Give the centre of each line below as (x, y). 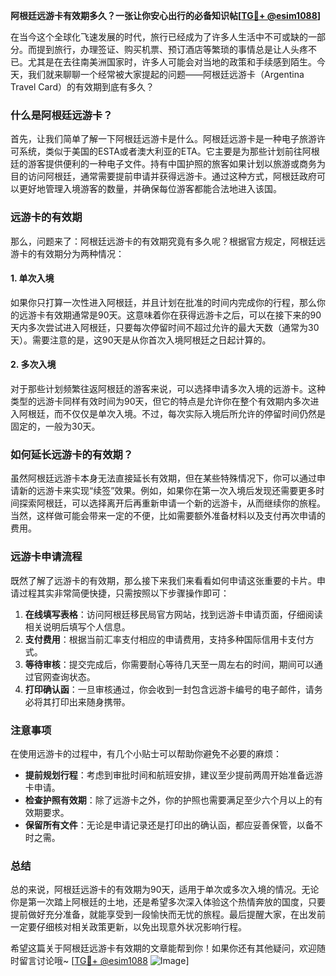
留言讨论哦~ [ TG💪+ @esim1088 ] (104, 961)
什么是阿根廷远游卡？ (61, 115)
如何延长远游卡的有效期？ (72, 454)
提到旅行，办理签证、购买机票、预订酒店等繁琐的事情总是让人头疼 (172, 49)
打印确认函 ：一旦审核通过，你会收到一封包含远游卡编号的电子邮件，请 (169, 689)
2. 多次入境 (33, 365)
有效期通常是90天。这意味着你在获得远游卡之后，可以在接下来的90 (183, 315)
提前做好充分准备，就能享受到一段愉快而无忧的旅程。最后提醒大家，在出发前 (168, 915)
